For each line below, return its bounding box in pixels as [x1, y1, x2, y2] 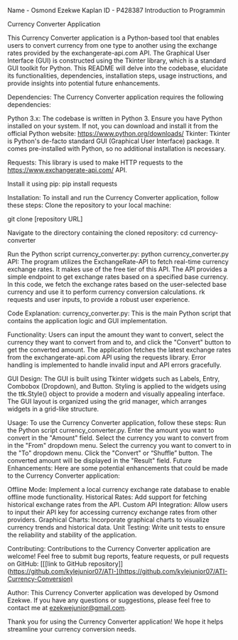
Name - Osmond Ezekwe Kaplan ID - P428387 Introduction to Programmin [7, 6, 226, 14]
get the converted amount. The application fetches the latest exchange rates [7, 345, 232, 354]
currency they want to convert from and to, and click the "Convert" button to [7, 338, 232, 346]
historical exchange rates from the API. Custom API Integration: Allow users [7, 500, 229, 508]
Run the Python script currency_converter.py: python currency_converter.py [7, 250, 229, 258]
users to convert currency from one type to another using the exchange [7, 41, 217, 49]
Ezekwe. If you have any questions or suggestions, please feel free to [7, 596, 211, 604]
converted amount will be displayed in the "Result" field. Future [7, 456, 193, 465]
